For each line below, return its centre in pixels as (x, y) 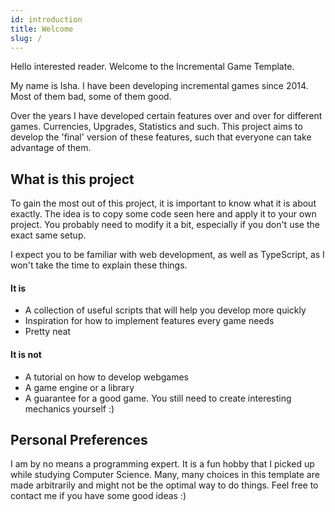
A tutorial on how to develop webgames (106, 377)
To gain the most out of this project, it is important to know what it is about (163, 203)
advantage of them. (51, 148)
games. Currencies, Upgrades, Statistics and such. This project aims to (156, 127)
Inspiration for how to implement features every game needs (149, 321)
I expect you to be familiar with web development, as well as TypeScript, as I (167, 255)
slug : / (26, 38)
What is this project (72, 179)
